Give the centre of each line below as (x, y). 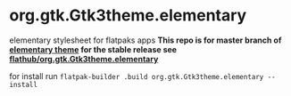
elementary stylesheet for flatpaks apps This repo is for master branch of (145, 40)
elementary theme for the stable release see (93, 49)
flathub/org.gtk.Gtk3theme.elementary (84, 59)
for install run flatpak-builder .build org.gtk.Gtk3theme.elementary (137, 76)
